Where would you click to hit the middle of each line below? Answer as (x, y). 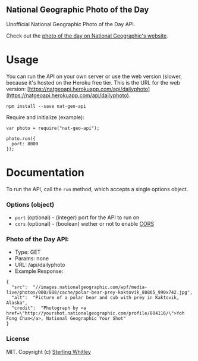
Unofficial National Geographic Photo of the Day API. (71, 24)
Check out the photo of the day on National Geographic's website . (87, 36)
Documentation (45, 172)
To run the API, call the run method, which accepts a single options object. (97, 189)
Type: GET (28, 252)
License (18, 339)
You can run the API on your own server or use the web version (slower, (94, 76)
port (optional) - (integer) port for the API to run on (77, 217)
